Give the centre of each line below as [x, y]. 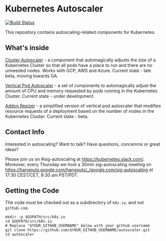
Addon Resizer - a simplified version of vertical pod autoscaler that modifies [83, 106]
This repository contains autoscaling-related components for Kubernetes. [80, 32]
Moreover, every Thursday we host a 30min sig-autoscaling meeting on [78, 164]
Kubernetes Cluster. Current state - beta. [47, 116]
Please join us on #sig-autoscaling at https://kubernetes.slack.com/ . [75, 159]
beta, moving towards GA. [32, 76]
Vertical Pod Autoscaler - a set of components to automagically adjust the [81, 85]
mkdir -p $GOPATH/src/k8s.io [35, 217]
